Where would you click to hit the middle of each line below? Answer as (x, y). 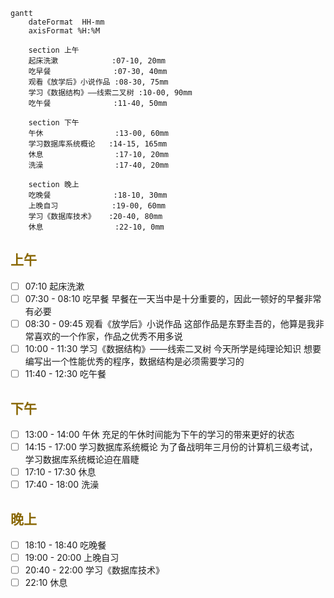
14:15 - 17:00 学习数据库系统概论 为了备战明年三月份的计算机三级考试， (171, 447)
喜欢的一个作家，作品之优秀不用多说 (108, 336)
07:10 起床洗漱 (54, 286)
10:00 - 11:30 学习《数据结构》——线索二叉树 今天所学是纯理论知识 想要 (173, 348)
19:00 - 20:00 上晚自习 (72, 558)
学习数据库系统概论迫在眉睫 (82, 460)
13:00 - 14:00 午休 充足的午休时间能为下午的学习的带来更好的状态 (159, 434)
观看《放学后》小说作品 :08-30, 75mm (98, 82)
